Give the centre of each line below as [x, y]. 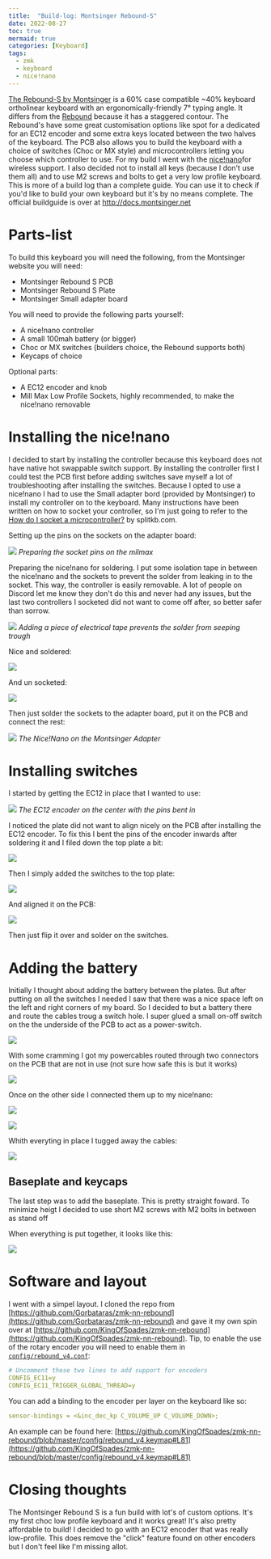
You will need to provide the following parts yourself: [96, 314]
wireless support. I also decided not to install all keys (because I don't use [131, 167]
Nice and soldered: [40, 651]
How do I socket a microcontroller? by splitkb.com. [93, 519]
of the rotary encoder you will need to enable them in [97, 1347]
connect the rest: [37, 721]
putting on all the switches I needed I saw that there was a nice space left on [136, 999]
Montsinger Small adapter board [74, 298]
